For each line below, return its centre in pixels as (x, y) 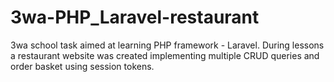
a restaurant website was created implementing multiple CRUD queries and (165, 55)
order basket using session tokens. (82, 66)
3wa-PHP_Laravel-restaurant (135, 17)
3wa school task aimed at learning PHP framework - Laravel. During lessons (167, 45)
